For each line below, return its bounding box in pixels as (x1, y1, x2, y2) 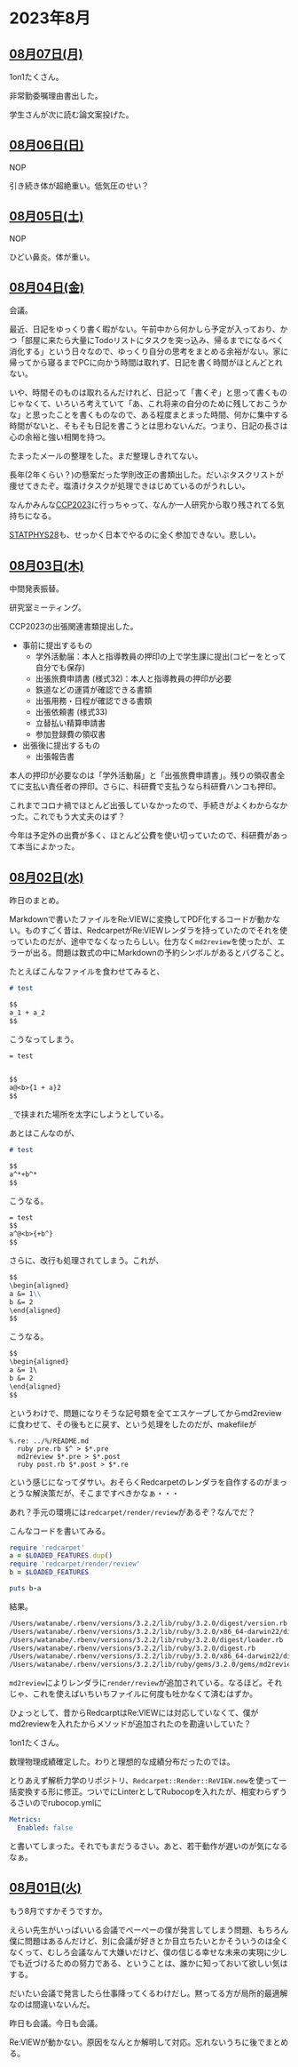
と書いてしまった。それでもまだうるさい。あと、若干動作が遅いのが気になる (9, 1840, 288, 1851)
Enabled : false (17, 1823, 74, 1832)
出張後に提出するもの (21, 740, 100, 751)
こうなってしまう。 (9, 1033, 79, 1045)
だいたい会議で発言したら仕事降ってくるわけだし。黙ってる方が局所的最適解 (9, 1988, 288, 1999)
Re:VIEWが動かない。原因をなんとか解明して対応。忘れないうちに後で (9, 2037, 266, 2047)
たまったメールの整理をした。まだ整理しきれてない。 (9, 451, 203, 461)
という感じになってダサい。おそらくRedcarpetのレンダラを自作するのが (9, 1477, 272, 1487)
